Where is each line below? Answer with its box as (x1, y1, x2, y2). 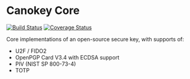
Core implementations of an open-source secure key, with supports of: (6, 35, 185, 43)
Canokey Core (6, 4, 80, 18)
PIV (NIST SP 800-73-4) (15, 60, 76, 67)
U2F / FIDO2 (15, 47, 47, 55)
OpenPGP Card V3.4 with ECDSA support (15, 53, 120, 61)
